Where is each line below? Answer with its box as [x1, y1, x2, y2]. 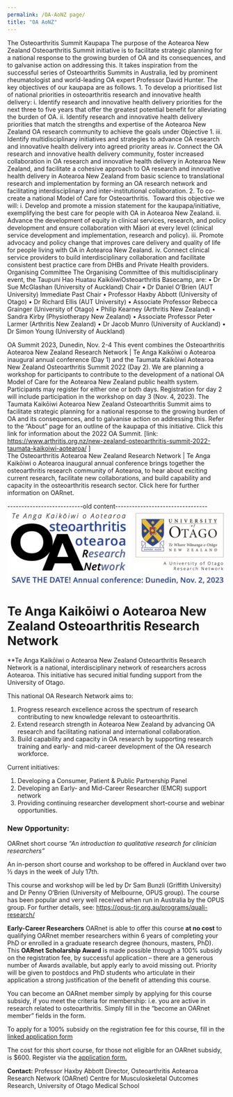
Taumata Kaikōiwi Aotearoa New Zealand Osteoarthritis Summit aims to [7, 400, 212, 408]
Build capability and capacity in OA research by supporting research [17, 734, 214, 743]
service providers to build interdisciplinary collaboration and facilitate [7, 253, 205, 261]
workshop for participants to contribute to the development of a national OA [7, 370, 225, 379]
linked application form [7, 1032, 73, 1041]
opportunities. [17, 806, 58, 814]
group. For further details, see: [7, 903, 95, 911]
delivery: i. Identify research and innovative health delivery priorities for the [7, 97, 223, 106]
